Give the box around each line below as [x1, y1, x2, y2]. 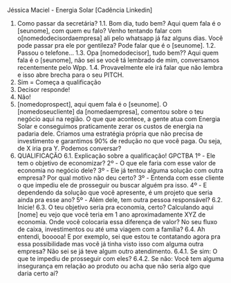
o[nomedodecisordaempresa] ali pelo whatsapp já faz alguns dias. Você [17, 34, 223, 42]
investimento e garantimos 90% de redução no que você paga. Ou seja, [17, 137, 223, 145]
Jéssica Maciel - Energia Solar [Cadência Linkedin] [7, 6, 153, 14]
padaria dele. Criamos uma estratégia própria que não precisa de [17, 129, 203, 138]
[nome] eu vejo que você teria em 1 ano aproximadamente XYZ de [17, 210, 206, 219]
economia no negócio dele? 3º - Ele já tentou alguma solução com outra [17, 166, 223, 174]
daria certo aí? [17, 269, 59, 277]
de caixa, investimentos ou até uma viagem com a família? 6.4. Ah [17, 225, 205, 233]
